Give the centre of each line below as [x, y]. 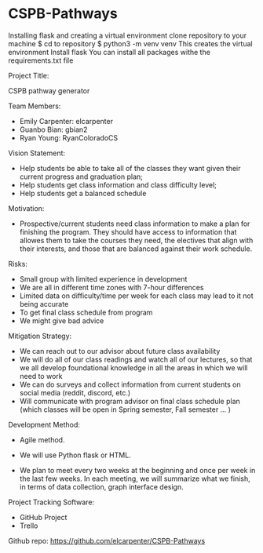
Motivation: [26, 208]
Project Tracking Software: [51, 502]
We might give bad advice [62, 320]
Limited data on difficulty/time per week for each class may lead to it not [136, 296]
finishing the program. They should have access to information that [128, 231]
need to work [41, 376]
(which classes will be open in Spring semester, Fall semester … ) [125, 409]
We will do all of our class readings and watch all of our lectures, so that [136, 359]
